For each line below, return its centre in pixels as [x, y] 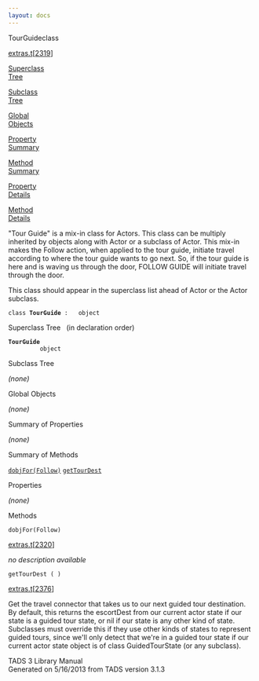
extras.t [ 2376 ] [31, 588]
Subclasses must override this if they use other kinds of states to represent [129, 628]
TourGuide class [33, 38]
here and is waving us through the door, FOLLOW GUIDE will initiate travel [128, 266]
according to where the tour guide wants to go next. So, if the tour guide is [129, 258]
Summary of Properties [46, 424]
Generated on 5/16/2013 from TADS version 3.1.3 [87, 669]
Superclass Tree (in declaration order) [71, 328]
